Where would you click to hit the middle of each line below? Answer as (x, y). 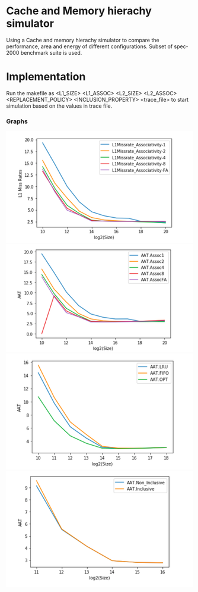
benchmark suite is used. (51, 52)
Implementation (46, 77)
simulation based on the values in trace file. (59, 106)
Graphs (17, 121)
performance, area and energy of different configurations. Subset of (90, 46)
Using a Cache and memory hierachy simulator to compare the (83, 40)
